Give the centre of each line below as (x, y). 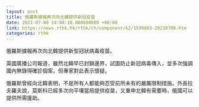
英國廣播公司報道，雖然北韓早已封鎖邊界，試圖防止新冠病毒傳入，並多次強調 (99, 63)
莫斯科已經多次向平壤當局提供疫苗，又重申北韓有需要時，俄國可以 (112, 91)
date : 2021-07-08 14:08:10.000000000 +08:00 (62, 22)
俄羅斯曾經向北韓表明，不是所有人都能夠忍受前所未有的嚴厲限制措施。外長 (97, 83)
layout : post (22, 11)
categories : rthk (28, 34)
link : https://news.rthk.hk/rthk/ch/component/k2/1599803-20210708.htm (96, 28)
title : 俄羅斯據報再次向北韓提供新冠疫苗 (51, 17)
